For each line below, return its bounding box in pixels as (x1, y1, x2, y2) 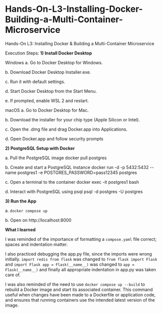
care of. (5, 272, 21, 278)
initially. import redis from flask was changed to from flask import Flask (5, 256, 158, 262)
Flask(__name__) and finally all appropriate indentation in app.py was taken (5, 266, 156, 272)
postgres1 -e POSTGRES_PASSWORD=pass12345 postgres (17, 170, 137, 175)
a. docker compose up (5, 207, 48, 213)
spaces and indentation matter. (5, 241, 68, 247)
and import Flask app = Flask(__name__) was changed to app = (5, 261, 135, 267)
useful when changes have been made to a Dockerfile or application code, (5, 291, 156, 298)
